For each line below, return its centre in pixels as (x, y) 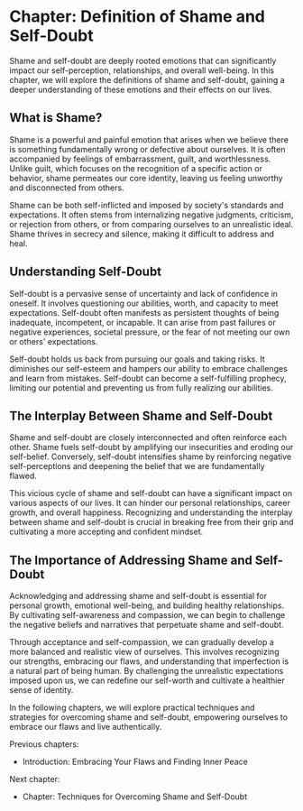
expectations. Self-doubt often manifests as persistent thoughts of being (144, 312)
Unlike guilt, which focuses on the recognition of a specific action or (136, 168)
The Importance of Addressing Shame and (131, 560)
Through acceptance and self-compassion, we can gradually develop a (142, 642)
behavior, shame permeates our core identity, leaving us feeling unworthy (146, 178)
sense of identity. (41, 690)
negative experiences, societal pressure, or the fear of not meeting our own (150, 332)
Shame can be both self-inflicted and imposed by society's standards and (147, 205)
